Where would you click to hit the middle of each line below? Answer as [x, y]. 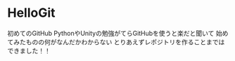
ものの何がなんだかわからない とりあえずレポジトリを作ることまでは [125, 42]
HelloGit [31, 13]
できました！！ [29, 50]
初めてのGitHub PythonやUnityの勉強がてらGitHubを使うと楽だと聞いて [111, 33]
